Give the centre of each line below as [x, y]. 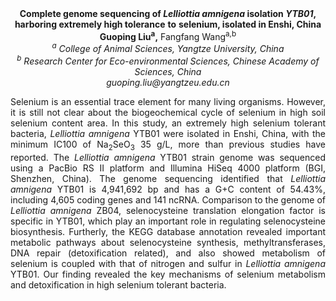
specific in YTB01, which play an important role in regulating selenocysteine [168, 221]
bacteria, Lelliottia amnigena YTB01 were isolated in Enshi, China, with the [168, 133]
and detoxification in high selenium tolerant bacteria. [118, 284]
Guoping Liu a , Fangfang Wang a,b [168, 35]
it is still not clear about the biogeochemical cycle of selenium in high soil [168, 112]
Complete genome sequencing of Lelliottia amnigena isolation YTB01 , [168, 13]
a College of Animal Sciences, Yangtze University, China [168, 48]
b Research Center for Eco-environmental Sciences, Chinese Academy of [168, 60]
